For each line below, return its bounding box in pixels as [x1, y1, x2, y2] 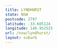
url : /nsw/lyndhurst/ [5, 30, 51, 35]
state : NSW [5, 12, 28, 17]
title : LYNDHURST [5, 7, 42, 12]
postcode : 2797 [5, 16, 37, 21]
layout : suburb [5, 35, 37, 40]
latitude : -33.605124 [5, 21, 51, 26]
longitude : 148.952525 [5, 26, 53, 31]
